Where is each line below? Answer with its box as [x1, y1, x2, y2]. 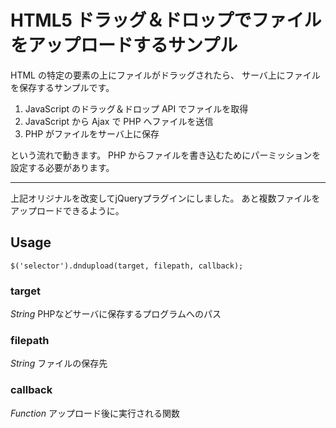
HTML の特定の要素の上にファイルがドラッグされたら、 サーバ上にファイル [10, 69, 321, 81]
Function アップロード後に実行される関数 [10, 407, 180, 419]
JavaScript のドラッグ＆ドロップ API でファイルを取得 [24, 102, 249, 115]
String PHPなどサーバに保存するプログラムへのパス [10, 308, 222, 320]
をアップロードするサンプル [10, 34, 238, 57]
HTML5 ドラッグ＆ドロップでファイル [10, 9, 322, 32]
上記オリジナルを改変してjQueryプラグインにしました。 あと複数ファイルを [10, 192, 321, 204]
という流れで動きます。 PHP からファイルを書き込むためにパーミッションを [10, 149, 322, 161]
